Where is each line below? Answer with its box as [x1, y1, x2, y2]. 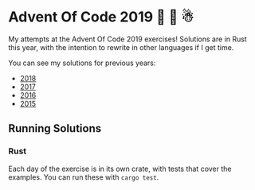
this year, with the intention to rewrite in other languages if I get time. [8, 42, 234, 52]
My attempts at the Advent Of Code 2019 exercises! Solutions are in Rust [8, 34, 247, 44]
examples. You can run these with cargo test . [8, 172, 159, 182]
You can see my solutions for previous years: [8, 58, 156, 68]
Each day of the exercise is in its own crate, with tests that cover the [8, 164, 232, 173]
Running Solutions [8, 122, 102, 135]
